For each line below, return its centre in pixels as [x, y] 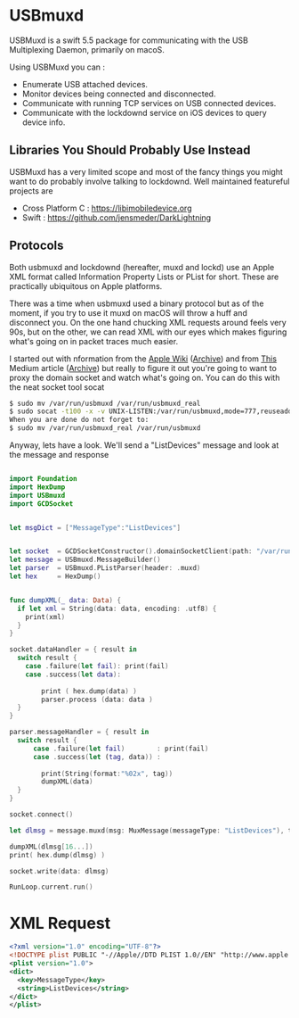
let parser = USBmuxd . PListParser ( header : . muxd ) [105, 568]
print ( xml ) [45, 617]
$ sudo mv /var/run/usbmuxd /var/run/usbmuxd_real [105, 403]
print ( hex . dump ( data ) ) [89, 691]
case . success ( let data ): [73, 675]
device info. [44, 122]
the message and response [59, 455]
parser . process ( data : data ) [97, 699]
